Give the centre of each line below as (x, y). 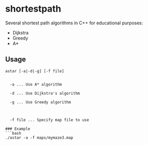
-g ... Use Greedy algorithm (40, 102)
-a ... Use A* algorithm (36, 84)
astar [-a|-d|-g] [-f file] (35, 71)
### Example (18, 129)
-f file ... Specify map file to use (50, 120)
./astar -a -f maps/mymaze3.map (39, 137)
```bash (13, 133)
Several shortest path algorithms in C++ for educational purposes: (74, 23)
